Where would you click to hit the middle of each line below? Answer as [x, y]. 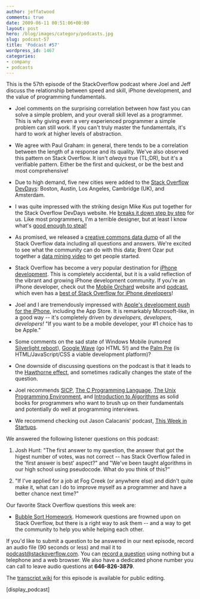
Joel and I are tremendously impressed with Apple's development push [102, 305]
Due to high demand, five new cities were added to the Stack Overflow [102, 182]
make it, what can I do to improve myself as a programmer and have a [101, 487]
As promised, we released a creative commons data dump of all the [98, 237]
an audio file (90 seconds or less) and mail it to [64, 548]
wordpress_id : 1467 [30, 51]
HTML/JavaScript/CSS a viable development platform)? [83, 354]
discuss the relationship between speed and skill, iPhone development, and [99, 91]
